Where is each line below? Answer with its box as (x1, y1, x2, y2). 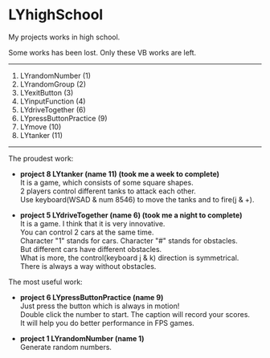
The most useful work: (8, 277, 83, 287)
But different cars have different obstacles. (19, 244, 162, 254)
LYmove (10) (19, 122, 62, 132)
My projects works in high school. (8, 32, 121, 42)
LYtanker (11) (19, 130, 63, 140)
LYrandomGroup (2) (19, 79, 87, 89)
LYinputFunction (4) (19, 96, 86, 106)
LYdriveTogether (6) (19, 104, 86, 114)
